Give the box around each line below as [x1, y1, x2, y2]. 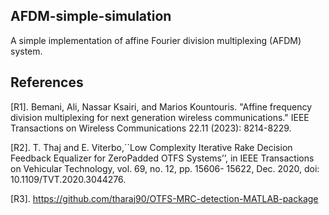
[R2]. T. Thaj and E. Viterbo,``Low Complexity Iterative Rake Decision [10, 141, 293, 153]
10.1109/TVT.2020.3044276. [10, 173, 127, 185]
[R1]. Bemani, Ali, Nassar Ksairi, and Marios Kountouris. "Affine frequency [10, 100, 313, 113]
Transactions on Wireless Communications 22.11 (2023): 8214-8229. [10, 122, 292, 134]
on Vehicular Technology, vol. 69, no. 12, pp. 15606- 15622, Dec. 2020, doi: [10, 162, 320, 174]
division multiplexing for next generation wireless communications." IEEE [10, 111, 310, 123]
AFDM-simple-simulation [10, 8, 172, 25]
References [10, 74, 84, 91]
